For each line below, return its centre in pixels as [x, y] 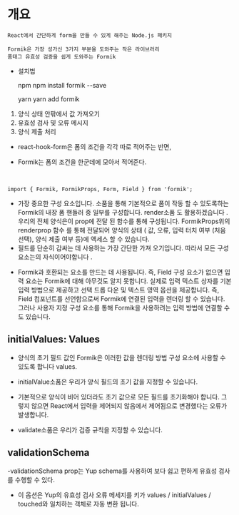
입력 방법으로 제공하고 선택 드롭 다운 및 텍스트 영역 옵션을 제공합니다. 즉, [118, 290]
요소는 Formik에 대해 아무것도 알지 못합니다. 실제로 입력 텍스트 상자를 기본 [128, 281]
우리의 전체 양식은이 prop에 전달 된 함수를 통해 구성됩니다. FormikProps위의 [124, 221]
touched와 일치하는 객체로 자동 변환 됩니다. [78, 504]
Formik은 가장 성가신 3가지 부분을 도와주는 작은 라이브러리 [83, 49]
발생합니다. [33, 414]
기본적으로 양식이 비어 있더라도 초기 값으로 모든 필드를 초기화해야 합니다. [118, 397]
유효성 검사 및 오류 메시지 [53, 123]
